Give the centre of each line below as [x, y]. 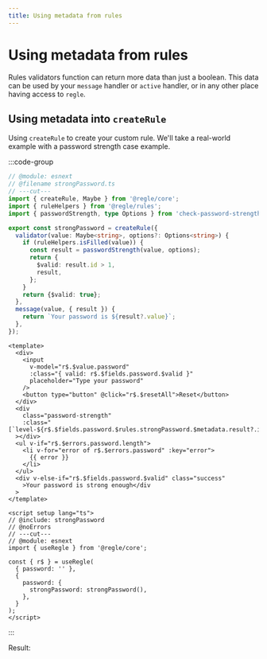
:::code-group [31, 162]
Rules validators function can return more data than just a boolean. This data [133, 77]
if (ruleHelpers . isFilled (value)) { [83, 243]
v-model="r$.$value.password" [79, 367]
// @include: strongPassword [56, 520]
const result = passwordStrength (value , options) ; [115, 250]
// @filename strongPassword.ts [62, 184]
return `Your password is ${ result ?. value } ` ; [99, 317]
